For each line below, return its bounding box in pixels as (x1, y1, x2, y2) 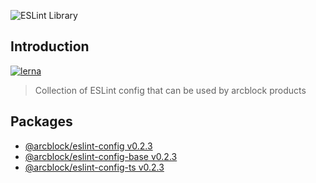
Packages (10, 113, 73, 130)
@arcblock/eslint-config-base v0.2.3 (24, 150, 178, 162)
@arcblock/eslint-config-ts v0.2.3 (24, 161, 165, 173)
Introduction (10, 38, 90, 55)
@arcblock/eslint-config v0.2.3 (24, 140, 153, 152)
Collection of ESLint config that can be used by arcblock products (34, 84, 307, 96)
